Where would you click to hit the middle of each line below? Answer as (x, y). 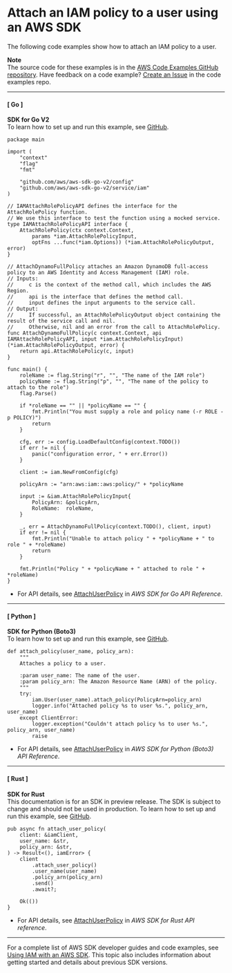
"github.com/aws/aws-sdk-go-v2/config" (77, 182)
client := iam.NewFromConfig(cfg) (69, 472)
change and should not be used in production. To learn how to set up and (112, 809)
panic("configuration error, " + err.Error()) (100, 454)
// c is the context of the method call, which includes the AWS (109, 285)
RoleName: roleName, (63, 509)
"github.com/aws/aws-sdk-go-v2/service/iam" (85, 188)
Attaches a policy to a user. (63, 664)
